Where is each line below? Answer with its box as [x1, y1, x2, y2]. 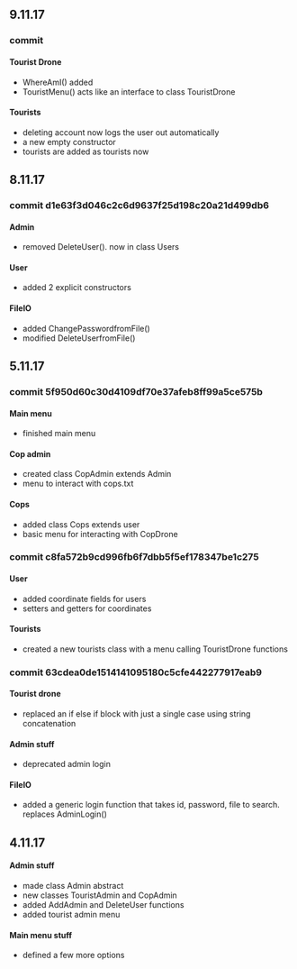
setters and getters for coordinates [22, 603, 152, 614]
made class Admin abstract [22, 881, 124, 891]
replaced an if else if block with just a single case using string [22, 708, 251, 719]
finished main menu [22, 428, 96, 439]
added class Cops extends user [22, 518, 140, 530]
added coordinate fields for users [22, 593, 147, 604]
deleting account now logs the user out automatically [22, 126, 220, 138]
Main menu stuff [9, 929, 73, 940]
